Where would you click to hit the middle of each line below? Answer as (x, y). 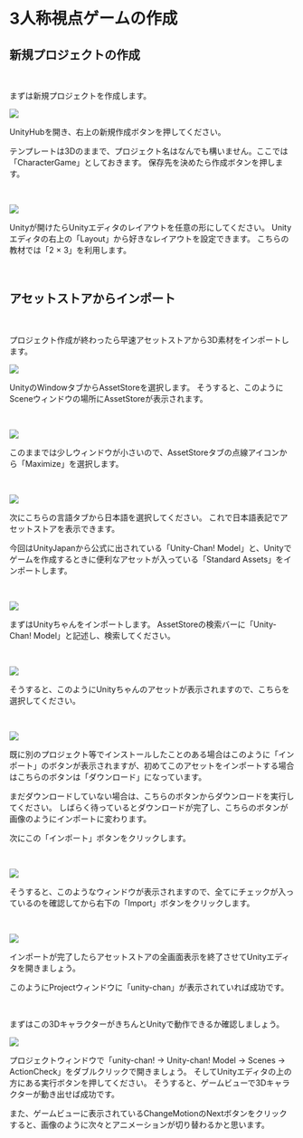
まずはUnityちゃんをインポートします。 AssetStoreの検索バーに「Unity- (143, 624)
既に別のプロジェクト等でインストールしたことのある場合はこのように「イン (152, 754)
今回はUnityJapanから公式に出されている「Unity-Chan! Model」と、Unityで (151, 547)
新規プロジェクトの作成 (75, 55)
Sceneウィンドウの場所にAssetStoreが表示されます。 (109, 398)
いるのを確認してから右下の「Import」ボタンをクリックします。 (136, 903)
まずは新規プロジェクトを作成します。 (80, 95)
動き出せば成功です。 (80, 1094)
